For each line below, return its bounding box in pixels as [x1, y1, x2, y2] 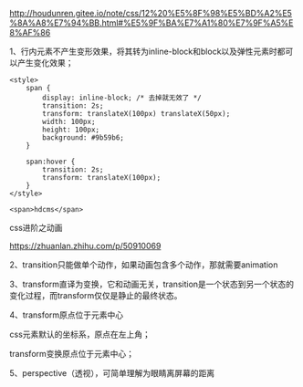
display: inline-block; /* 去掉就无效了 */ [42, 93, 203, 102]
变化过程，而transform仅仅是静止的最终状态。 [9, 290, 183, 300]
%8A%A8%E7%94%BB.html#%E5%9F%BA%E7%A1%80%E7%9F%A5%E [9, 17, 294, 28]
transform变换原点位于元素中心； [9, 349, 135, 359]
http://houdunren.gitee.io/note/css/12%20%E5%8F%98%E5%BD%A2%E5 [9, 8, 292, 18]
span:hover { [26, 157, 76, 166]
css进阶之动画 [9, 223, 63, 233]
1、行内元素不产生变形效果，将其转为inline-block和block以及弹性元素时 [9, 46, 278, 57]
